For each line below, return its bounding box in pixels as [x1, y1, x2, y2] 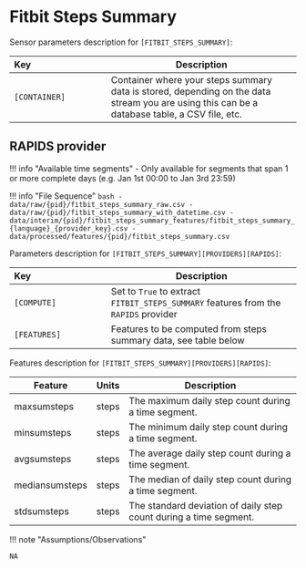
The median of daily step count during [128, 472, 292, 485]
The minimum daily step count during [128, 420, 289, 433]
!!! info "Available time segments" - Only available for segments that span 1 [9, 162, 289, 174]
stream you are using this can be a [110, 96, 259, 108]
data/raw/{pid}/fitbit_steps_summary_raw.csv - [9, 200, 194, 209]
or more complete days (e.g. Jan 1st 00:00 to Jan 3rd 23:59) [9, 172, 237, 183]
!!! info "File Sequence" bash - [9, 190, 123, 201]
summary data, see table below [110, 334, 245, 346]
